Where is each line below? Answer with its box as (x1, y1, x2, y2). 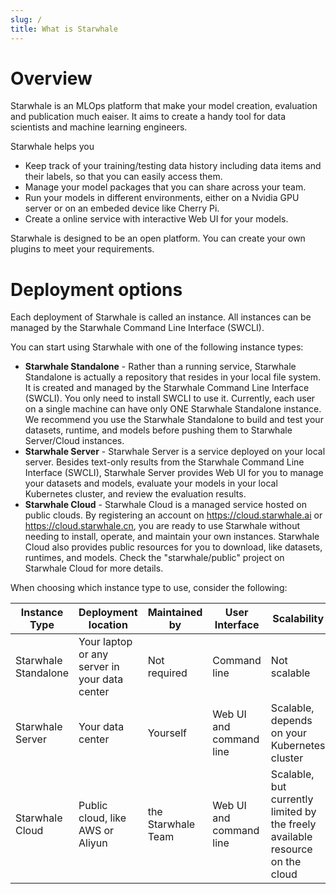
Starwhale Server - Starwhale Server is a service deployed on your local (24, 446, 326, 458)
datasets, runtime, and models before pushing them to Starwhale (24, 424, 293, 436)
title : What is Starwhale (10, 24, 118, 34)
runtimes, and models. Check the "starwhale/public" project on (24, 552, 285, 564)
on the (270, 855, 302, 869)
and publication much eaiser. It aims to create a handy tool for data (10, 111, 287, 123)
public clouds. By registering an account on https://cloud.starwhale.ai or (24, 509, 323, 521)
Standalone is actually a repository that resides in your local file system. (24, 371, 322, 383)
